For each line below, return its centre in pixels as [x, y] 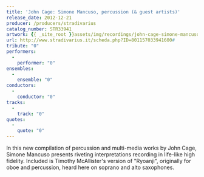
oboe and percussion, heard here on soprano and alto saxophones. [90, 167]
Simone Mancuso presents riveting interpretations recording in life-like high [101, 154]
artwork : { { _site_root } [39, 35]
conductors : [21, 86]
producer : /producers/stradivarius [51, 23]
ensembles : [20, 68]
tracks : [16, 102]
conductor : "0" [36, 97]
